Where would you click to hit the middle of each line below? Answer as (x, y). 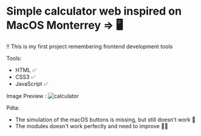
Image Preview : (26, 96)
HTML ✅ (26, 70)
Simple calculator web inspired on (94, 11)
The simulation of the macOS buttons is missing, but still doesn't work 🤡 (105, 120)
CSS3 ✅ (25, 77)
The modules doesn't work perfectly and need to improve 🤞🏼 (92, 126)
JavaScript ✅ (32, 84)
